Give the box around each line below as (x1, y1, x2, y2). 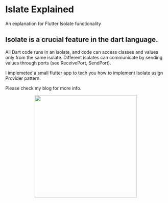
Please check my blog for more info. (5, 85, 82, 91)
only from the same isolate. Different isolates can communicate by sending (5, 54, 163, 60)
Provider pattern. (5, 75, 41, 81)
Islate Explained (5, 4, 74, 15)
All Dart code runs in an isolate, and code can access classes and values (5, 49, 158, 55)
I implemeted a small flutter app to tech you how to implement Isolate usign (5, 70, 163, 76)
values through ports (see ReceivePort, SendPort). (5, 60, 111, 66)
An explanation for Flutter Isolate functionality (5, 20, 101, 27)
